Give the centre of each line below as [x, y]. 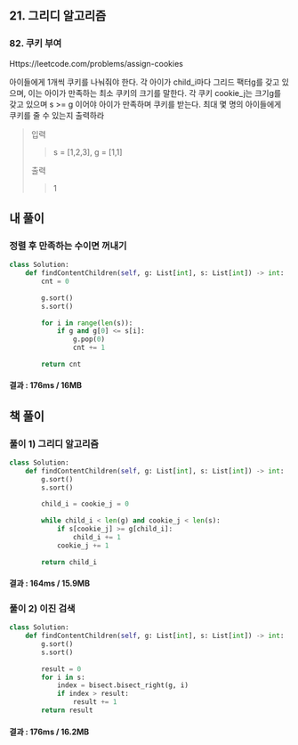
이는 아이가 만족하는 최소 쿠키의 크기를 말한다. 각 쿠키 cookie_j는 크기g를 [155, 93]
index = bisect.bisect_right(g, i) [123, 685]
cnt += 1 [89, 348]
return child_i [69, 562]
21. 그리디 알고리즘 [58, 16]
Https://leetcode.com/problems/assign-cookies [97, 63]
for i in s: [64, 677]
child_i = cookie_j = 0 [85, 504]
